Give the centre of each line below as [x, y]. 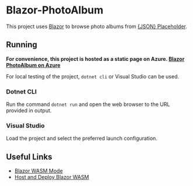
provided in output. [29, 111]
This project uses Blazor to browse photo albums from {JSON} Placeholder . [97, 26]
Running [22, 45]
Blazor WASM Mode [38, 171]
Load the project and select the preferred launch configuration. [82, 139]
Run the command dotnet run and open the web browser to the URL [88, 104]
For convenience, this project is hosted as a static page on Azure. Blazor [95, 58]
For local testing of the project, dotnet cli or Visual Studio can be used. [93, 76]
